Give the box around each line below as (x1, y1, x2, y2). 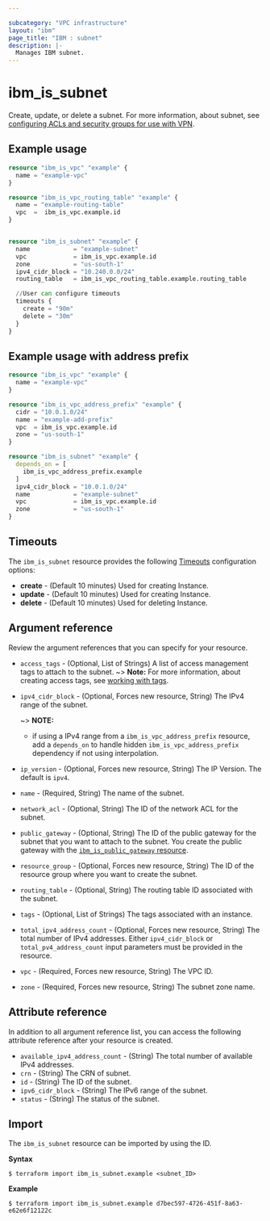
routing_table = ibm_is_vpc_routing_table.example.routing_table (15, 275, 247, 283)
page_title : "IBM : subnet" (8, 34, 103, 42)
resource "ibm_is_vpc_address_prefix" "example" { (8, 401, 182, 409)
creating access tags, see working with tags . (19, 675, 169, 685)
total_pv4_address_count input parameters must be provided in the (19, 942, 243, 951)
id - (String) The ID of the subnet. (19, 1076, 132, 1086)
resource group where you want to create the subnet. (19, 869, 198, 879)
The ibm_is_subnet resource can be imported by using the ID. (8, 1139, 212, 1148)
